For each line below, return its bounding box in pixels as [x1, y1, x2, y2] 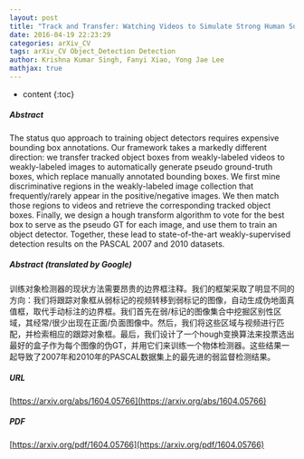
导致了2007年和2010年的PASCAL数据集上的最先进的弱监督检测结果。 [16, 351, 276, 362]
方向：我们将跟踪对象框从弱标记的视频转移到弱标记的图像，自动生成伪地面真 [9, 294, 295, 305]
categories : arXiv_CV [9, 38, 91, 48]
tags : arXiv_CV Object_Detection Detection [9, 47, 176, 56]
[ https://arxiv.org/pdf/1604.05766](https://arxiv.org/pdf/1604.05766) [9, 439, 265, 450]
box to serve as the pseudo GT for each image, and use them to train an [9, 219, 278, 229]
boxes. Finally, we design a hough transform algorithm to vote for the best [9, 210, 285, 220]
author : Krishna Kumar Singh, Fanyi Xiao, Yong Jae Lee [9, 55, 224, 64]
